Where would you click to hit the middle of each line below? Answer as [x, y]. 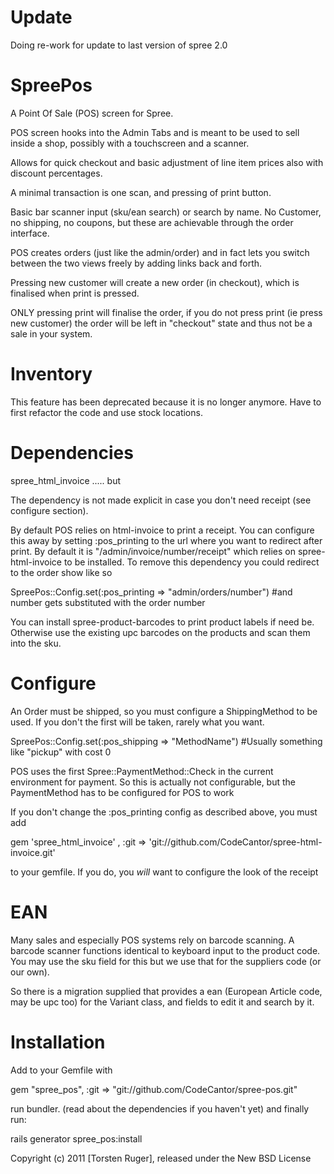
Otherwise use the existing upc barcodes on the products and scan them [160, 632]
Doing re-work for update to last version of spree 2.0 [119, 45]
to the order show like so [61, 572]
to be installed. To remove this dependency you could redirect [191, 562]
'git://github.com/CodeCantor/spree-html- [235, 842]
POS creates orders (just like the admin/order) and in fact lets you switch [160, 252]
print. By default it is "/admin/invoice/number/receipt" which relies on [153, 551]
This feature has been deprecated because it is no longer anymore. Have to [166, 402]
